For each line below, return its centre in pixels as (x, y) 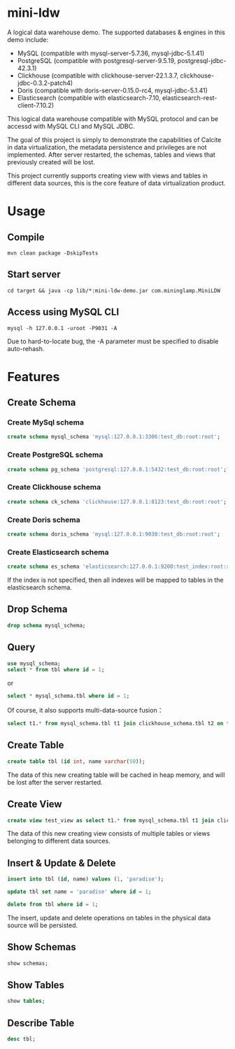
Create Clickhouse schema (54, 487)
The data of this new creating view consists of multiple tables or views (109, 834)
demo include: (28, 39)
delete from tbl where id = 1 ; (53, 904)
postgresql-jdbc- (202, 60)
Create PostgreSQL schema (55, 455)
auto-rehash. (26, 348)
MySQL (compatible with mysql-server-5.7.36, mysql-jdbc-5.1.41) (111, 53)
